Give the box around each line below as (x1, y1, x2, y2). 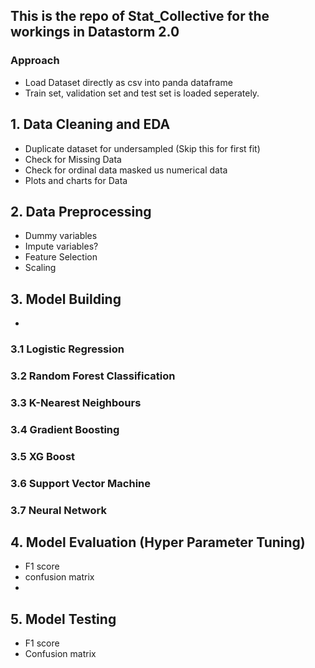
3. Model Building (10, 290, 122, 308)
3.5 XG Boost (10, 449, 76, 463)
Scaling (24, 262, 57, 274)
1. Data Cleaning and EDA (10, 116, 171, 133)
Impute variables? (24, 240, 99, 253)
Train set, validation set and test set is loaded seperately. (24, 87, 260, 99)
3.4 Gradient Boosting (10, 422, 120, 436)
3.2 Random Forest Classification (10, 369, 176, 383)
